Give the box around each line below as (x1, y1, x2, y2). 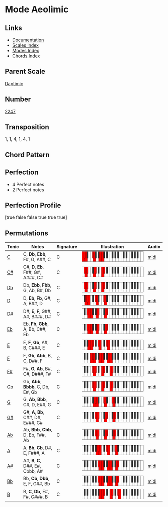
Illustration (101, 243, 124, 249)
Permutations (5, 229, 48, 237)
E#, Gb (23, 389, 37, 395)
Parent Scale (5, 67, 46, 76)
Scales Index (12, 42, 39, 48)
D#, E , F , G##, (23, 308, 52, 314)
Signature (56, 243, 78, 249)
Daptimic (5, 80, 24, 86)
